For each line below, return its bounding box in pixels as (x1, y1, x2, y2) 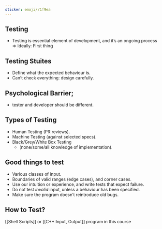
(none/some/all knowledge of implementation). (19, 144, 113, 150)
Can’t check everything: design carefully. (12, 75, 94, 81)
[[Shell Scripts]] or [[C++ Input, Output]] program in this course (5, 218, 132, 224)
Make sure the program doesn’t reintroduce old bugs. (12, 192, 119, 198)
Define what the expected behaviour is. (12, 70, 91, 76)
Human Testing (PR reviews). (12, 129, 70, 135)
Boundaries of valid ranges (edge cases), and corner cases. (12, 176, 132, 182)
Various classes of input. (12, 171, 61, 177)
